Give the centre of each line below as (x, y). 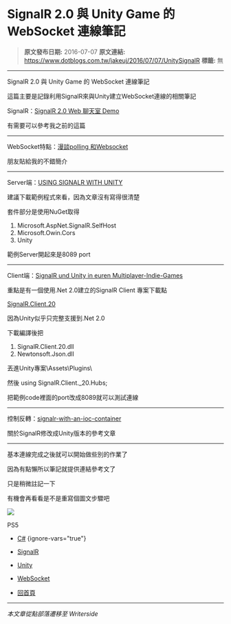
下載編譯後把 (25, 332)
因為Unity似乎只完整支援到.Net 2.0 (56, 318)
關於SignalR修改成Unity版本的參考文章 (62, 433)
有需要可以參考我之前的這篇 (46, 125)
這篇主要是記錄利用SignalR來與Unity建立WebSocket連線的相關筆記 (102, 96)
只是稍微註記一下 (31, 483)
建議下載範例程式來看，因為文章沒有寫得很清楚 (73, 197)
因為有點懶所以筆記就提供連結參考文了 (61, 469)
